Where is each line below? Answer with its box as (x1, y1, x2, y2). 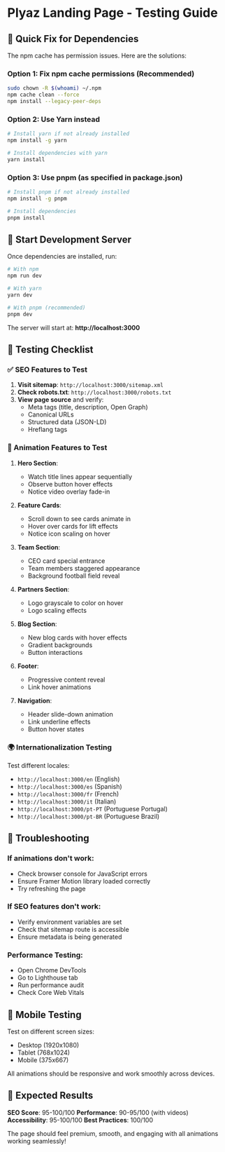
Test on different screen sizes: (7, 1027, 94, 1036)
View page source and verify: (17, 395, 104, 404)
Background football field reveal (27, 571, 120, 580)
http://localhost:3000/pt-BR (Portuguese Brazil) (17, 812, 160, 820)
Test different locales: (7, 761, 70, 769)
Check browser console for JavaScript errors (17, 869, 148, 878)
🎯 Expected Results (7, 1090, 94, 1102)
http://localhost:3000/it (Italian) (17, 797, 117, 806)
